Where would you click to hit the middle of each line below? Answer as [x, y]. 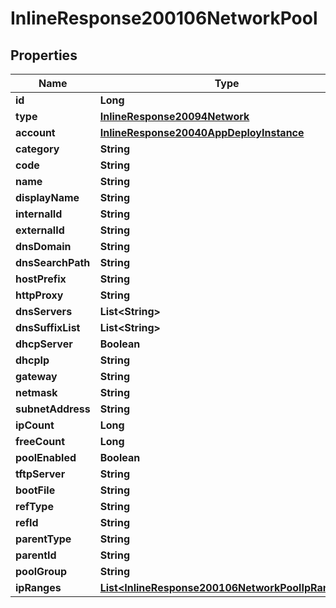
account [35, 132]
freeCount [40, 441]
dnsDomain [43, 246]
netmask [36, 392]
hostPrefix [41, 279]
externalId [40, 230]
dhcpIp [32, 360]
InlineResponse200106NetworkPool [164, 18]
